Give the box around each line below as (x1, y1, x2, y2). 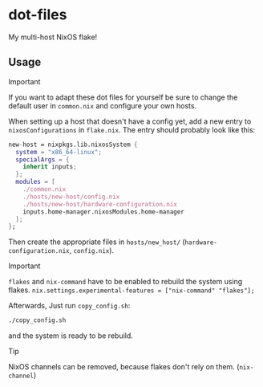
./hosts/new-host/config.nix (22, 193, 120, 201)
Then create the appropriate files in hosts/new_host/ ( (8, 237, 186, 246)
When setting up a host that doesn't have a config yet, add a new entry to (8, 116, 252, 126)
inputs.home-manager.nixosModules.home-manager (22, 207, 184, 216)
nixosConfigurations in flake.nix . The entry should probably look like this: (8, 124, 256, 134)
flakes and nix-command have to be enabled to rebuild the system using (8, 277, 243, 287)
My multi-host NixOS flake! (8, 32, 98, 42)
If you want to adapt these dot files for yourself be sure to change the (8, 92, 238, 102)
